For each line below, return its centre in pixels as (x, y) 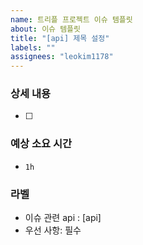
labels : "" (33, 47)
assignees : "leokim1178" (62, 57)
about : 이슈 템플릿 (45, 29)
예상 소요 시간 (41, 144)
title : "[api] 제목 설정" (60, 38)
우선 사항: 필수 (53, 230)
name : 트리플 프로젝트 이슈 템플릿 (71, 19)
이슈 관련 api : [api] (63, 218)
